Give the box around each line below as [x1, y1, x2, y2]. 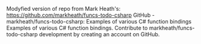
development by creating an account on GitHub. [38, 31, 160, 38]
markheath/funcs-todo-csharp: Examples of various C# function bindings [6, 18, 192, 25]
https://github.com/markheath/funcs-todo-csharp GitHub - [6, 11, 155, 19]
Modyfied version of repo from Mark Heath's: [6, 5, 121, 12]
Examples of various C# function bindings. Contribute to [6, 24, 148, 31]
